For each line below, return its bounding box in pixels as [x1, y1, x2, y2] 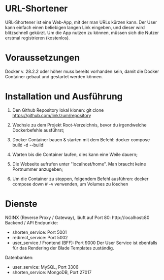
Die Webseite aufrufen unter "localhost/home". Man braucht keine [12, 161, 146, 167]
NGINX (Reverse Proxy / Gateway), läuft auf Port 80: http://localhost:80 [5, 215, 150, 220]
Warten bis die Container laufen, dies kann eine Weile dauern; [12, 151, 138, 157]
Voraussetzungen [5, 52, 80, 63]
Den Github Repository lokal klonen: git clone [12, 107, 104, 113]
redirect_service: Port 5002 [12, 234, 68, 240]
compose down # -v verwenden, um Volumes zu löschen [12, 181, 129, 187]
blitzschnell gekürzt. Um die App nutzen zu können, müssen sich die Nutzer [5, 30, 159, 35]
